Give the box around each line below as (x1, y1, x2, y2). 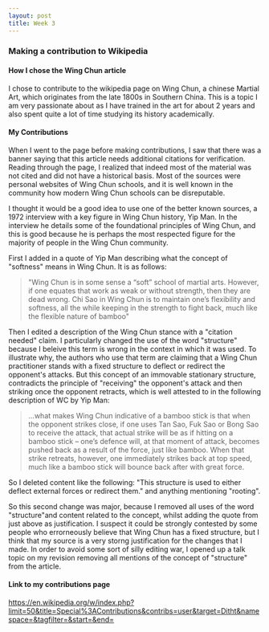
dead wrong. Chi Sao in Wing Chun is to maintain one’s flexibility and (27, 294, 255, 304)
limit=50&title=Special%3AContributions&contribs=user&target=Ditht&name (8, 606, 259, 616)
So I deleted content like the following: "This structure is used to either (8, 477, 242, 487)
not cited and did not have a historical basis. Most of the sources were (8, 170, 241, 181)
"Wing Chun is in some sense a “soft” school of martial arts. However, (27, 277, 259, 287)
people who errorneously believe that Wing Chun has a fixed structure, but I (8, 527, 259, 536)
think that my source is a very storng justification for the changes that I (8, 536, 243, 545)
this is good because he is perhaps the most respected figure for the (8, 229, 235, 239)
